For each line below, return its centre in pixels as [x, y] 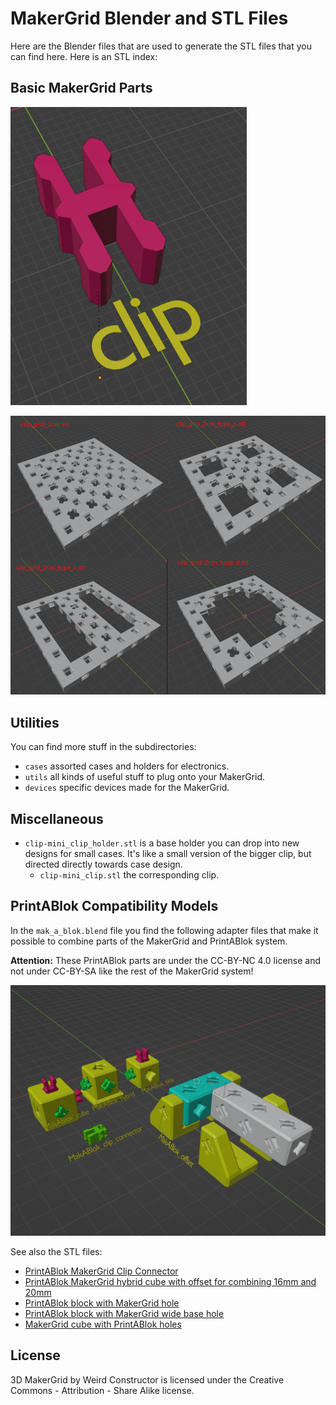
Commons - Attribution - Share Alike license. [102, 1390]
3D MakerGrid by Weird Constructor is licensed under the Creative [147, 1379]
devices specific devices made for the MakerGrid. [127, 788]
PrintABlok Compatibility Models [114, 906]
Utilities [35, 722]
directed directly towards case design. [103, 864]
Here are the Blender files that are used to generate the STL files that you [161, 46]
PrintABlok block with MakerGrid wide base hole [124, 1314]
